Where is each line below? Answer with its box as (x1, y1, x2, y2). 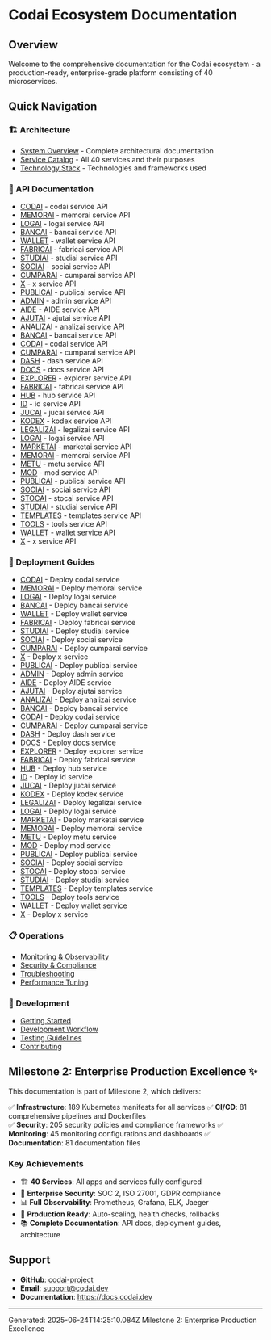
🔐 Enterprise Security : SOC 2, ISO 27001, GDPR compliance (19, 1188, 222, 1198)
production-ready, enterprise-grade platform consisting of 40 (8, 68, 214, 78)
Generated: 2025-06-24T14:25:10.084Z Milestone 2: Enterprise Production (8, 1315, 257, 1325)
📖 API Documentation (8, 183, 94, 195)
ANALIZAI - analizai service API (19, 321, 125, 331)
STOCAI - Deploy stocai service (19, 867, 126, 876)
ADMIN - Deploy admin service (19, 669, 123, 679)
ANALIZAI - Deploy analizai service (19, 695, 137, 704)
